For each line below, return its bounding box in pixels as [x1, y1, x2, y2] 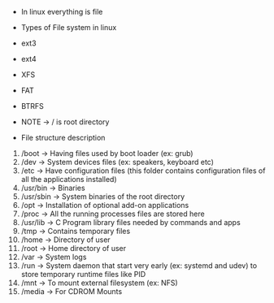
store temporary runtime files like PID [20, 270, 146, 279]
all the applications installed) [20, 175, 117, 184]
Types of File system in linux [20, 23, 117, 32]
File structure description [20, 133, 106, 142]
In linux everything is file [20, 7, 103, 16]
